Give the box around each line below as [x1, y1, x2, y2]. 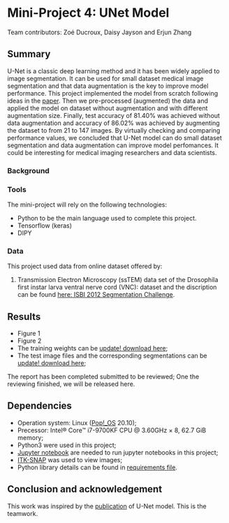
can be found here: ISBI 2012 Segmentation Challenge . [17, 290, 175, 299]
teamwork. [7, 509, 38, 517]
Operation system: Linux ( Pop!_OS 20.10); [17, 418, 138, 427]
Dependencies [7, 400, 72, 412]
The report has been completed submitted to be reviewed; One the [7, 372, 200, 381]
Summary [7, 48, 51, 60]
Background [7, 165, 50, 175]
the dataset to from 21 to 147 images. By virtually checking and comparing [7, 126, 221, 134]
